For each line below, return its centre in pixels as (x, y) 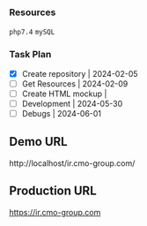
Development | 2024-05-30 (72, 103)
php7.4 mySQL (32, 33)
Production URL (53, 191)
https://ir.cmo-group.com (55, 212)
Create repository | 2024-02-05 (80, 73)
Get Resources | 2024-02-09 (75, 83)
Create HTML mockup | (64, 94)
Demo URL (38, 142)
